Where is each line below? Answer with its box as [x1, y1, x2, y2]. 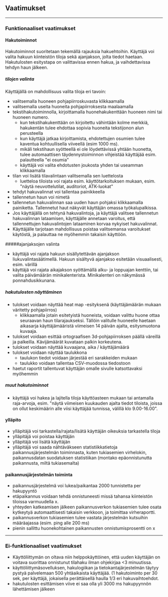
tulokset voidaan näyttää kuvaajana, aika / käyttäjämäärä [12, 344, 129, 350]
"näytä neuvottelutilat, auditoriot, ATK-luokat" [19, 183, 113, 189]
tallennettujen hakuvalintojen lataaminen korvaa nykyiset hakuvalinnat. [12, 221, 158, 227]
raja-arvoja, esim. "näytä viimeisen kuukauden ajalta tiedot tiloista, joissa [12, 400, 162, 406]
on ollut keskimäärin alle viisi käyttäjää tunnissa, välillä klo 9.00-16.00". [12, 406, 158, 412]
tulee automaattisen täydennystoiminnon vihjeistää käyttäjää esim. [19, 151, 156, 157]
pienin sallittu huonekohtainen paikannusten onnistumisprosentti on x [12, 525, 155, 531]
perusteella [19, 130, 43, 136]
